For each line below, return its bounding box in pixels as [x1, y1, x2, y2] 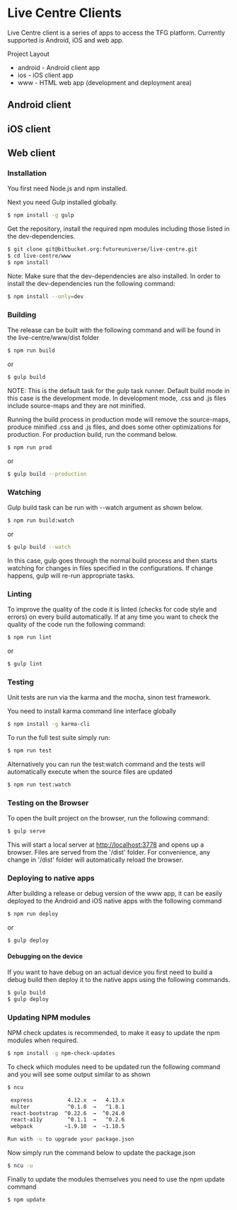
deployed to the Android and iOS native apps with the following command [7, 897, 222, 906]
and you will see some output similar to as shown [7, 1070, 151, 1078]
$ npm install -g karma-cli [7, 720, 91, 727]
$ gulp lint [7, 660, 42, 667]
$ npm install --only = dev [7, 292, 83, 300]
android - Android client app [17, 63, 100, 72]
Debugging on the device [7, 952, 83, 961]
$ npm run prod [7, 444, 52, 451]
